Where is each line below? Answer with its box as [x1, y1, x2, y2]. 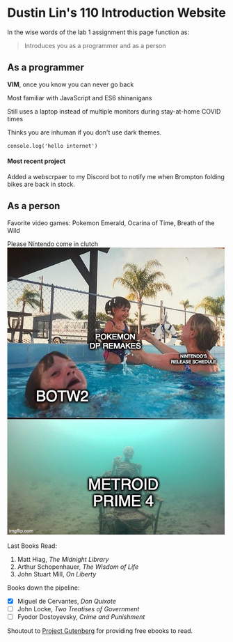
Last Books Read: [7, 542, 58, 550]
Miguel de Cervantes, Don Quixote [17, 597, 116, 605]
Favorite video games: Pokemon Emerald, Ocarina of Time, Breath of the [7, 218, 215, 227]
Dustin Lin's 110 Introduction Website [7, 5, 226, 21]
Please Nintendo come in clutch [7, 239, 99, 248]
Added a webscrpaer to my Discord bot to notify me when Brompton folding [7, 172, 225, 181]
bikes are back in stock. [7, 180, 75, 188]
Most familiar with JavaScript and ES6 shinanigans [7, 93, 152, 102]
